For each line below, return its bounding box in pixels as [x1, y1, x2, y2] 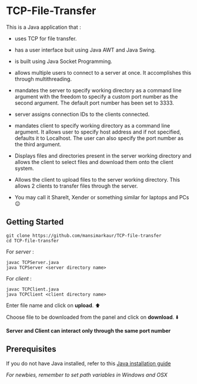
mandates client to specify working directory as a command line [14, 122, 171, 129]
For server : [6, 248, 34, 255]
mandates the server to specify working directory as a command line [14, 86, 182, 94]
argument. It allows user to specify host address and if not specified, [14, 128, 181, 135]
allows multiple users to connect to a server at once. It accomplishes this [14, 69, 192, 76]
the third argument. [14, 141, 62, 148]
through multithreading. [14, 75, 72, 82]
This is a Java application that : [6, 24, 81, 31]
